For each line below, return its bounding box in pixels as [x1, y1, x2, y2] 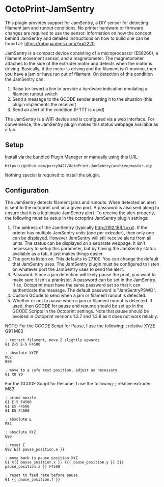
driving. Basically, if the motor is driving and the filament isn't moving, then [5, 65, 156, 72]
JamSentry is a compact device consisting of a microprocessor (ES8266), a [5, 50, 159, 56]
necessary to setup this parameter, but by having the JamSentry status [12, 245, 156, 251]
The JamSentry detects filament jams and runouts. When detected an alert [5, 199, 156, 205]
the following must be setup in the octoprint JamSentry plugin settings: [5, 215, 149, 221]
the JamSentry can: [5, 76, 45, 82]
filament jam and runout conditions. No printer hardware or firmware [5, 25, 143, 30]
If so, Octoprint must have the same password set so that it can [12, 282, 141, 288]
